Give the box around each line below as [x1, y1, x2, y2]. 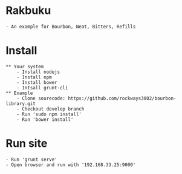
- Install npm [16, 74, 52, 80]
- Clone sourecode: [16, 95, 66, 101]
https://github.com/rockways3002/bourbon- [68, 95, 177, 101]
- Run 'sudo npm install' [16, 111, 82, 117]
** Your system [5, 63, 44, 69]
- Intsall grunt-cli [16, 85, 68, 91]
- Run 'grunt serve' [5, 156, 58, 163]
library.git [5, 100, 36, 106]
